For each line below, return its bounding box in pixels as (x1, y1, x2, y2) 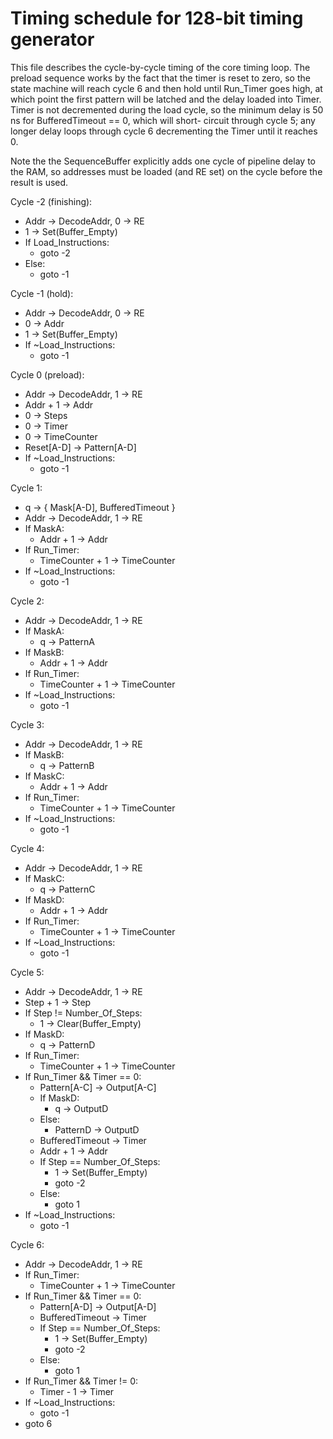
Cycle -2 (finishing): (10, 195, 93, 207)
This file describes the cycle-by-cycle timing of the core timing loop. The (10, 61, 311, 73)
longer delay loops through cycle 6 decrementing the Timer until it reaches (10, 125, 318, 137)
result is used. (10, 176, 69, 188)
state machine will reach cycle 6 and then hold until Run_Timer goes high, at (10, 82, 323, 94)
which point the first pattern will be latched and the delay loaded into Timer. (10, 93, 322, 105)
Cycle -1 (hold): (10, 287, 74, 299)
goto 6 (24, 1417, 53, 1429)
